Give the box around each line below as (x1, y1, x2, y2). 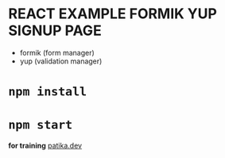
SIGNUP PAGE (8, 21, 102, 40)
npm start (8, 118, 73, 133)
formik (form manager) (19, 48, 95, 57)
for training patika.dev (8, 141, 82, 151)
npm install (8, 84, 87, 99)
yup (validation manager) (19, 56, 103, 66)
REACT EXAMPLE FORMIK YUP (8, 5, 217, 23)
